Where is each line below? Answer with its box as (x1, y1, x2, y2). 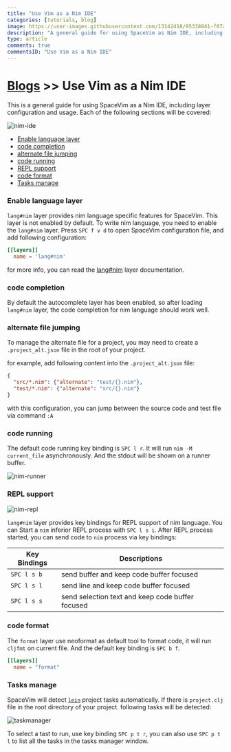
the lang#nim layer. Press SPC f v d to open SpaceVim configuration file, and (7, 226, 224, 235)
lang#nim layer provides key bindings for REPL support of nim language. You (7, 518, 223, 526)
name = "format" (13, 663, 60, 671)
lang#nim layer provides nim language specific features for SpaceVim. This (7, 211, 219, 220)
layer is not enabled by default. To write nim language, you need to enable (7, 219, 217, 227)
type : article (7, 36, 48, 43)
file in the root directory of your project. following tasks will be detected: (7, 702, 212, 711)
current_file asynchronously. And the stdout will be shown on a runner (7, 451, 211, 460)
